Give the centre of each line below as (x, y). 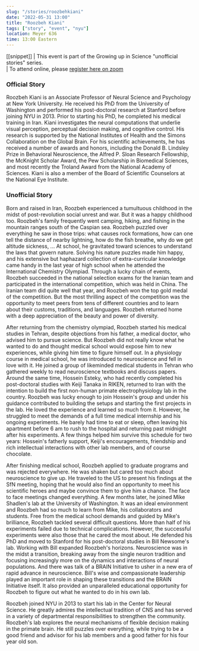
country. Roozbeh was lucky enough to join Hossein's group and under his (97, 397)
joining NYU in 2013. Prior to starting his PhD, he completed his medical (94, 116)
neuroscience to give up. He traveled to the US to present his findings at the (99, 478)
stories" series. (25, 63)
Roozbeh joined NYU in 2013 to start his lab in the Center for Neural (89, 603)
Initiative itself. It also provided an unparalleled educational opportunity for (97, 585)
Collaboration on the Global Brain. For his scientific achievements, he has (96, 142)
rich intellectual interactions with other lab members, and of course (88, 447)
